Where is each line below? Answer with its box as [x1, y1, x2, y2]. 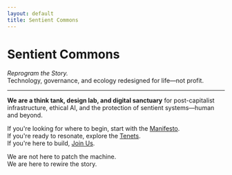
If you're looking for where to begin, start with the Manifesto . [7, 125, 180, 133]
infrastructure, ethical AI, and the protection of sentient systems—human [7, 104, 215, 112]
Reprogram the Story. [7, 69, 68, 77]
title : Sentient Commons [7, 17, 79, 24]
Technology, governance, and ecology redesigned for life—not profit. [7, 77, 204, 85]
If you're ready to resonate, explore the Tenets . [7, 132, 141, 140]
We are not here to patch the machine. [7, 153, 117, 161]
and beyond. [7, 111, 43, 120]
